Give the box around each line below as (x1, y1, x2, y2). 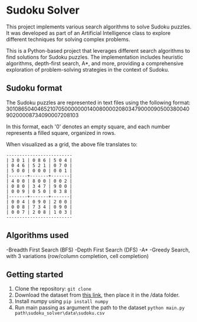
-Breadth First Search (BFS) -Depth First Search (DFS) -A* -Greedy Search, (6, 246, 191, 253)
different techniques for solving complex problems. (6, 36, 130, 43)
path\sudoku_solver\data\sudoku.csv (14, 310, 105, 317)
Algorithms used (6, 230, 69, 240)
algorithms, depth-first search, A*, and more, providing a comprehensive (6, 60, 184, 67)
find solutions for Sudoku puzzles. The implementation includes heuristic (6, 53, 183, 60)
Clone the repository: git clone (14, 285, 91, 292)
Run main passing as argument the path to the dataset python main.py (14, 304, 185, 311)
